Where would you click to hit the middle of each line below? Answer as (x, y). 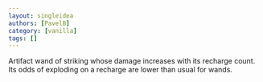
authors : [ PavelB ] (39, 23)
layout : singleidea (41, 16)
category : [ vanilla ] (43, 31)
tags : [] (23, 38)
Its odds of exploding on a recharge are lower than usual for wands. (121, 70)
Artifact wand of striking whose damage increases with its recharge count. (132, 61)
